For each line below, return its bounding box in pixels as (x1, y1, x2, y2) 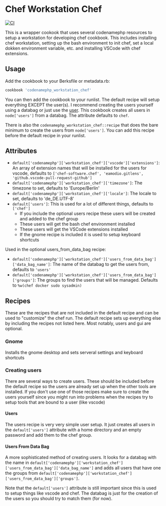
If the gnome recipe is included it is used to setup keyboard (19, 232, 141, 238)
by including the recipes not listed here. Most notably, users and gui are (5, 320, 151, 326)
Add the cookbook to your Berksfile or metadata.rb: (5, 78, 110, 84)
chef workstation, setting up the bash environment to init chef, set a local (5, 40, 154, 46)
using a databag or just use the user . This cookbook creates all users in (5, 107, 151, 113)
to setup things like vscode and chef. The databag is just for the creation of (5, 490, 158, 496)
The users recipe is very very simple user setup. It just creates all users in (5, 422, 155, 428)
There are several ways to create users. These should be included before (5, 378, 154, 384)
